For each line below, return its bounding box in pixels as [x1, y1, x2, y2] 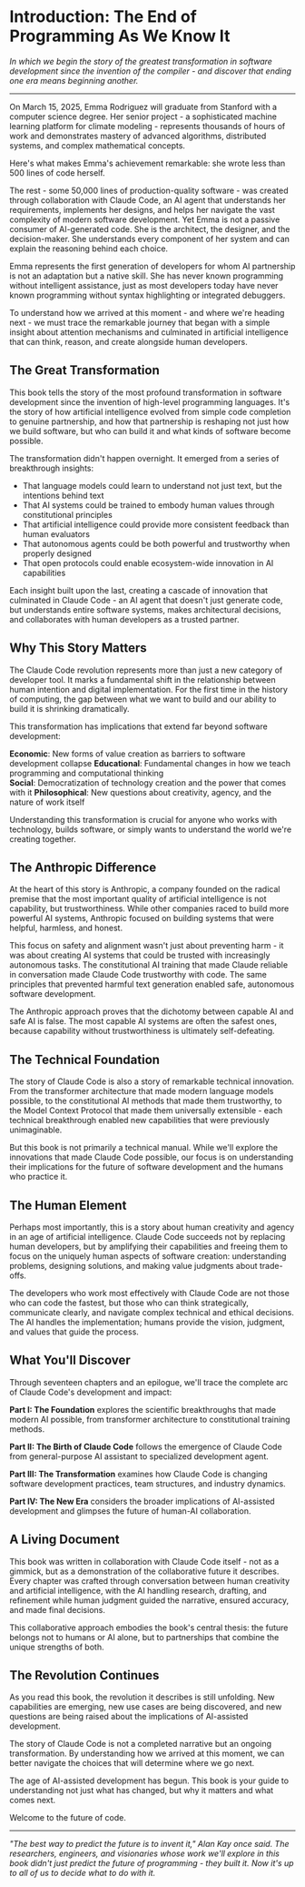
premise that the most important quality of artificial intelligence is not [9, 894, 267, 905]
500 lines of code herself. [9, 167, 106, 178]
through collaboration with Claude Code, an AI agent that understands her [9, 194, 286, 206]
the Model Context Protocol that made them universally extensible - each [9, 1105, 283, 1116]
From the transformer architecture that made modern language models [9, 1086, 274, 1097]
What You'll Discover [9, 1353, 131, 1368]
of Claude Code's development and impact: [9, 1386, 172, 1397]
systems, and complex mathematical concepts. [9, 139, 186, 151]
